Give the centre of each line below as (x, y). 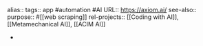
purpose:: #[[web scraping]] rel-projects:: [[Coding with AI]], (93, 17)
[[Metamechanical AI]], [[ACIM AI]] (56, 24)
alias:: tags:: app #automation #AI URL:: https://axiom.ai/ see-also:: (102, 10)
